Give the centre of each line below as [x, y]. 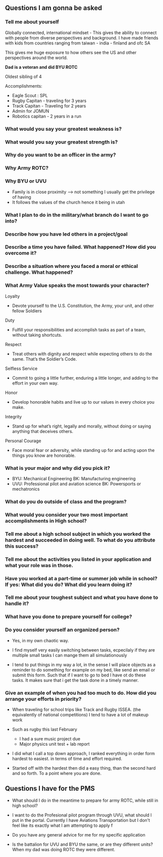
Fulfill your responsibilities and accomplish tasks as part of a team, [79, 329]
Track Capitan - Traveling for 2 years [49, 106]
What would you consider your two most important [66, 514]
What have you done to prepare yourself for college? [69, 617]
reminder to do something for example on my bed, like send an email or [83, 670]
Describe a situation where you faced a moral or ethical [72, 266]
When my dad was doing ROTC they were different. [63, 849]
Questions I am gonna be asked [54, 8]
